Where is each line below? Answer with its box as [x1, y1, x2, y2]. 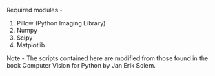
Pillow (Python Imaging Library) [16, 19, 106, 27]
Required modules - [6, 6, 63, 14]
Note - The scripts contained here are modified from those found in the [6, 54, 209, 62]
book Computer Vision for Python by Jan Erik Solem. [6, 62, 156, 69]
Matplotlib [16, 41, 45, 49]
